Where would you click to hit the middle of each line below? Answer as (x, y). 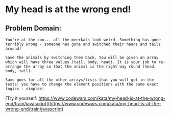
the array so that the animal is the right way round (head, (90, 67)
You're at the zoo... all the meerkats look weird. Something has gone (83, 40)
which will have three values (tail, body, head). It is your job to (81, 62)
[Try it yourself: (21, 98)
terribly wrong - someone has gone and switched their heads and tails (83, 44)
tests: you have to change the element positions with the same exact (82, 84)
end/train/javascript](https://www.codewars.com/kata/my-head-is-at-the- (83, 104)
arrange (14, 67)
